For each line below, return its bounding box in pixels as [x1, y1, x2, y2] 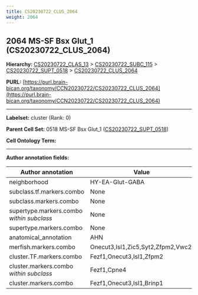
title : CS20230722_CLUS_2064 [6, 8, 78, 15]
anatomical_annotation [9, 234, 72, 242]
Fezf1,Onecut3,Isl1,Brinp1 [90, 279, 164, 287]
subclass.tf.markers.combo [9, 188, 84, 196]
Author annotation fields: [6, 154, 70, 161]
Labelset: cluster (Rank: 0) [6, 114, 71, 122]
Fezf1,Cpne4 [90, 266, 127, 274]
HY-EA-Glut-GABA [90, 178, 145, 186]
